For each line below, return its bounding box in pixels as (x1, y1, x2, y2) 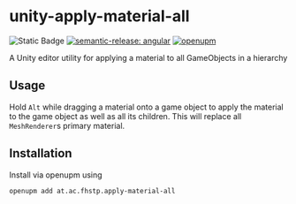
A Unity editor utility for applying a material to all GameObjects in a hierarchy (9, 52, 288, 63)
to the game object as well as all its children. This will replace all (9, 110, 242, 121)
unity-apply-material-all (9, 6, 190, 26)
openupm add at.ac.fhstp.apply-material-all (9, 186, 176, 195)
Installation (9, 146, 72, 161)
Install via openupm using (9, 170, 103, 180)
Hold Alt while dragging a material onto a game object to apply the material (9, 102, 285, 112)
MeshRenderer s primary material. (9, 120, 125, 131)
